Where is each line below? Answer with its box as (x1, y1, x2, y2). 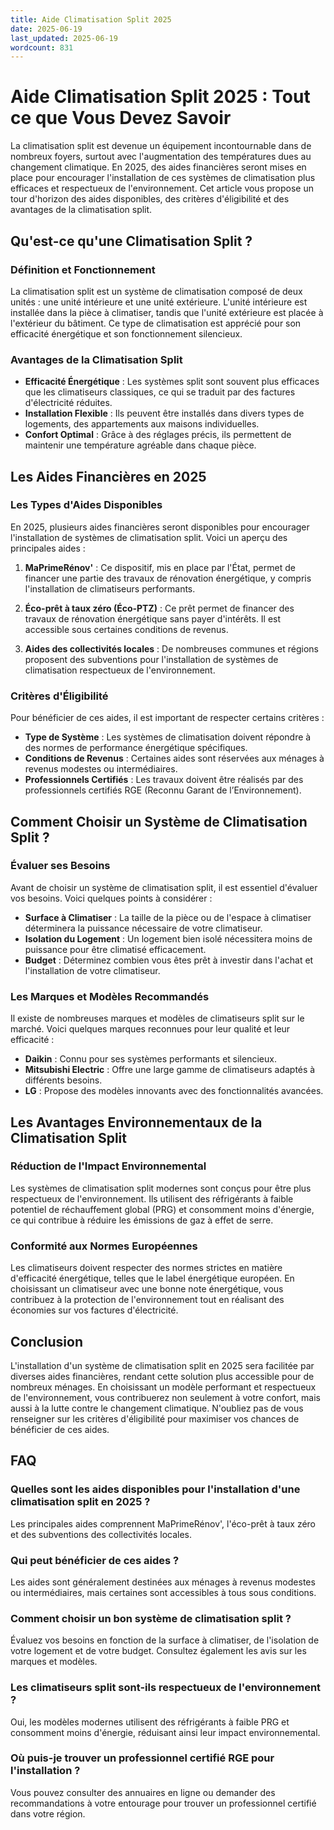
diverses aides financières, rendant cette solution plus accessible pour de (10, 1370, 315, 1382)
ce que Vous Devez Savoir (10, 107, 232, 130)
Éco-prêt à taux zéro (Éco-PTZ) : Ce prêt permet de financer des (24, 602, 295, 614)
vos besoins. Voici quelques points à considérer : (10, 892, 213, 904)
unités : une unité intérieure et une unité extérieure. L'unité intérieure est (10, 296, 308, 308)
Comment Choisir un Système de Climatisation (10, 813, 308, 830)
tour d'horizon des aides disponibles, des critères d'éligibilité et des (10, 193, 290, 205)
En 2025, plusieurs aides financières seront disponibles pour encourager (10, 521, 310, 533)
